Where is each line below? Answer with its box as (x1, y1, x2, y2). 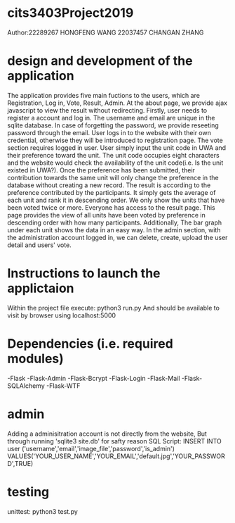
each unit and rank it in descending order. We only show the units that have (7, 196, 225, 204)
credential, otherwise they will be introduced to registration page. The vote (7, 136, 223, 144)
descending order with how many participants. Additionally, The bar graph (7, 218, 222, 227)
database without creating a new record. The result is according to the (7, 181, 211, 189)
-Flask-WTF (46, 382, 81, 390)
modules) (7, 351, 65, 367)
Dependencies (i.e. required (7, 336, 173, 351)
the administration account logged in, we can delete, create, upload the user (7, 233, 228, 241)
